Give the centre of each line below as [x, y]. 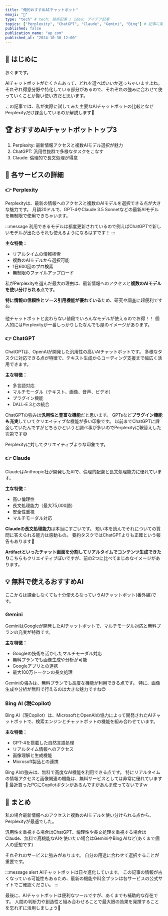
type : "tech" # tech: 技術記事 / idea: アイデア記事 [57, 19]
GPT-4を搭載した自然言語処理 [43, 743]
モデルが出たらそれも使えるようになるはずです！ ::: [62, 233]
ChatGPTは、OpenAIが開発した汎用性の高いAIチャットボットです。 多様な [82, 352]
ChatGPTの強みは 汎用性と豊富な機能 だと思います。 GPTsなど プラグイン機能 [84, 415]
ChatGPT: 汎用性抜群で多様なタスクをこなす [58, 151]
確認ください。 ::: [40, 885]
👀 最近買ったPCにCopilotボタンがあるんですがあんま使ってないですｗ [76, 785]
